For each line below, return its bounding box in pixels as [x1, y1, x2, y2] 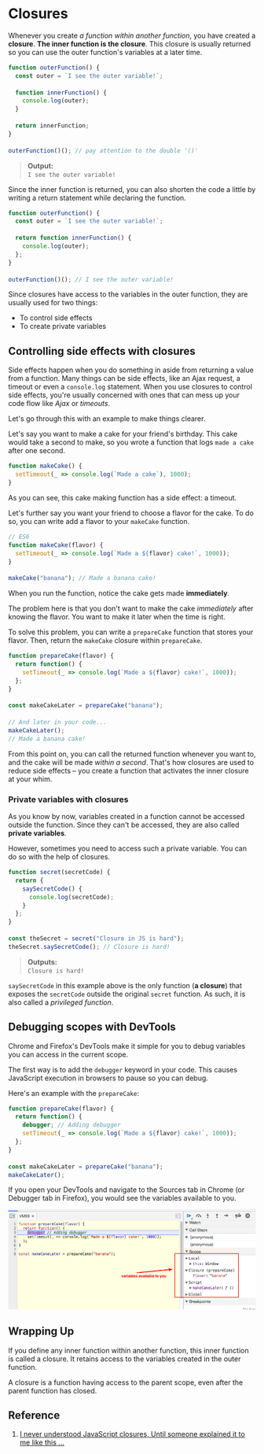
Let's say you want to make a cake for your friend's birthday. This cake [8, 430, 238, 439]
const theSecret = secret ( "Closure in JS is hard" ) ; [8, 935, 185, 943]
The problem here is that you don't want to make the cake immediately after [8, 603, 254, 614]
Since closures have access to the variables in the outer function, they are [8, 290, 248, 299]
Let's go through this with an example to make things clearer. [8, 414, 206, 423]
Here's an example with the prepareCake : [8, 1088, 140, 1098]
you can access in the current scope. [8, 1050, 129, 1059]
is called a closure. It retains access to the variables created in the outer [8, 1354, 241, 1364]
